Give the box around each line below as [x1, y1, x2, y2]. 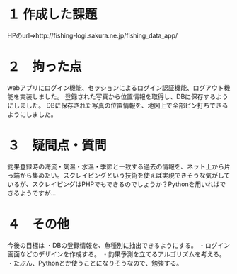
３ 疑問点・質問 [7, 137, 108, 154]
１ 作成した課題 [7, 6, 98, 23]
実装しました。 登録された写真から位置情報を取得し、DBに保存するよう [19, 92, 229, 101]
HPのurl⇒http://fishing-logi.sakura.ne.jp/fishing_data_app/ [7, 31, 178, 40]
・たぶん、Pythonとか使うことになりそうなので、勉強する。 [7, 258, 183, 267]
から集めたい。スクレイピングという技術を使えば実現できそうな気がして [19, 171, 231, 179]
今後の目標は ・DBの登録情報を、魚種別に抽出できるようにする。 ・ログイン [7, 241, 230, 249]
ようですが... [19, 188, 57, 197]
